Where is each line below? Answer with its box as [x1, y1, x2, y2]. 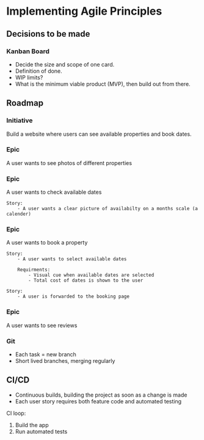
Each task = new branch [15, 351, 76, 358]
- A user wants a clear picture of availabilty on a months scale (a [17, 206, 199, 212]
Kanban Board [6, 47, 50, 56]
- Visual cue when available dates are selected [28, 272, 155, 279]
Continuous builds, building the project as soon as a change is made [15, 391, 188, 398]
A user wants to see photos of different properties [6, 159, 133, 166]
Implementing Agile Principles [6, 4, 162, 18]
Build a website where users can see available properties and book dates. [6, 130, 192, 137]
